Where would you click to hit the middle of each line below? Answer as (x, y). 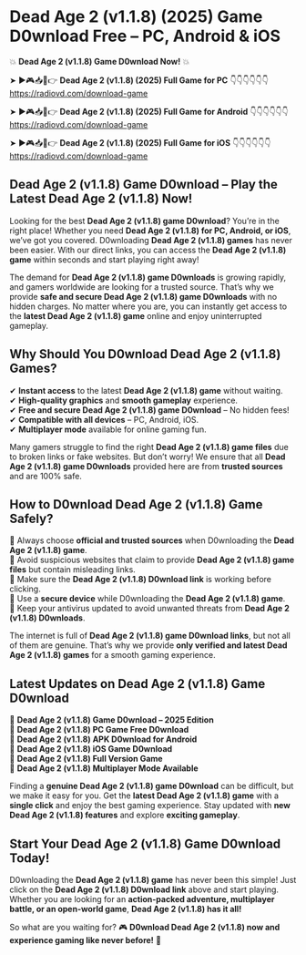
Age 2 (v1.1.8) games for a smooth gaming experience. (112, 655)
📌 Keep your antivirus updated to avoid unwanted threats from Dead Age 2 (149, 609)
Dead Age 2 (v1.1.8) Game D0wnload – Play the (143, 185)
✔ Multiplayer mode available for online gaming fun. (108, 429)
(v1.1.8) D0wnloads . (47, 618)
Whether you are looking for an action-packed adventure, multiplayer (142, 899)
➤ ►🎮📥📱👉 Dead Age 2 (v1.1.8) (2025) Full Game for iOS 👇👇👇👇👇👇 (140, 142)
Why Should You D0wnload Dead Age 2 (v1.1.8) (145, 354)
